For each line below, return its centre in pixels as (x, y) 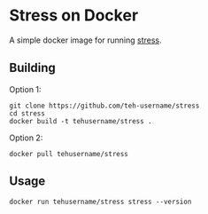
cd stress (27, 113)
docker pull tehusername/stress (69, 154)
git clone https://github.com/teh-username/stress (104, 106)
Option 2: (26, 138)
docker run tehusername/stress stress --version (100, 202)
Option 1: (25, 89)
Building (32, 68)
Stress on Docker (74, 16)
